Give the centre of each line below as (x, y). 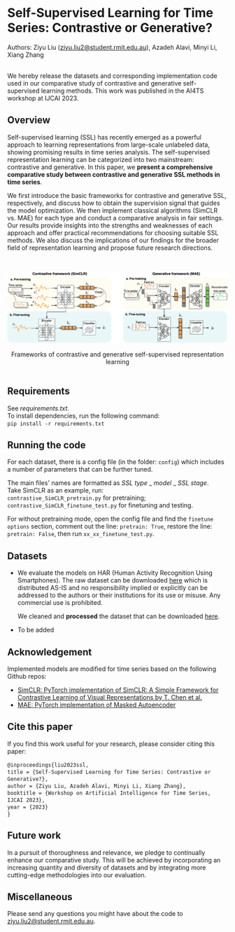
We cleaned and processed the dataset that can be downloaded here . (119, 616)
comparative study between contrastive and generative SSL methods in (114, 174)
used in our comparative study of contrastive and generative (94, 83)
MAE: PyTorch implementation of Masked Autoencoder (97, 705)
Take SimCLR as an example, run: (55, 491)
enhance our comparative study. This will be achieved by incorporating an (114, 860)
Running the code (47, 445)
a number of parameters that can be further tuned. (80, 470)
